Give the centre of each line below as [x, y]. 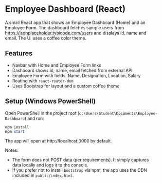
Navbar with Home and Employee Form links [56, 65]
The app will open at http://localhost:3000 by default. [58, 141]
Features [19, 53]
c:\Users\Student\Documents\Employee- [118, 113]
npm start [15, 132]
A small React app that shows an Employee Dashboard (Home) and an [75, 22]
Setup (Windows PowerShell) [50, 101]
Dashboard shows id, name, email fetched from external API [72, 70]
